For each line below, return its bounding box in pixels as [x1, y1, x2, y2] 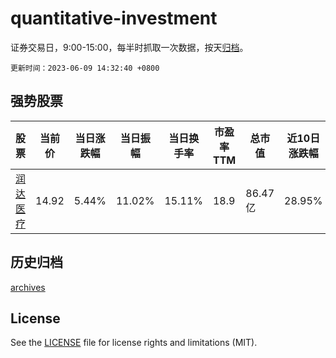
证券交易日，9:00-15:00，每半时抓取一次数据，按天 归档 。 [10, 41, 249, 53]
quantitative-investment [10, 7, 218, 30]
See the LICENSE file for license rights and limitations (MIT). [10, 337, 258, 349]
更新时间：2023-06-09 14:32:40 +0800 [10, 63, 160, 73]
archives [10, 281, 46, 293]
